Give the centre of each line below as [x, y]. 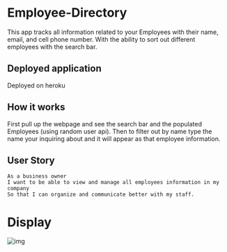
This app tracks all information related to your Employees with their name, [113, 32]
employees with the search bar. [52, 47]
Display [30, 222]
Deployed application [55, 68]
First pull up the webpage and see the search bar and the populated [105, 124]
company [18, 189]
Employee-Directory [67, 13]
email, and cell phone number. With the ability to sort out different [101, 39]
